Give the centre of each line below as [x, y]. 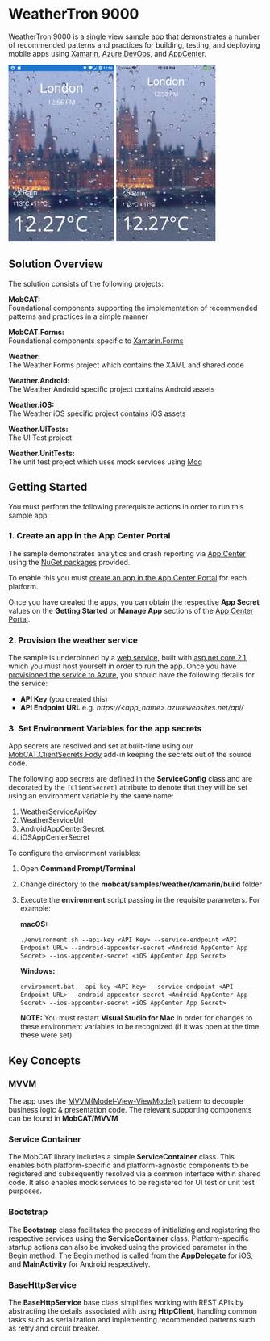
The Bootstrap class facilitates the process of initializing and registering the [134, 1230]
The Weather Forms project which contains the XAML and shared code [126, 365]
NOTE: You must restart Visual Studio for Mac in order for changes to [136, 1018]
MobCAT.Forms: [36, 332]
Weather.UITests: [38, 429]
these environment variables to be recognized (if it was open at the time [139, 1027]
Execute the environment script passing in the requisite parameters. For [140, 900]
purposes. [25, 1191]
